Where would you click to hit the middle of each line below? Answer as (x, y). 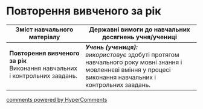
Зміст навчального (44, 30)
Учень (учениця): (111, 47)
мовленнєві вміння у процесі (128, 69)
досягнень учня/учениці (140, 37)
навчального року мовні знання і (134, 62)
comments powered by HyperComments (57, 99)
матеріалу (44, 37)
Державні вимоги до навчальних (139, 30)
